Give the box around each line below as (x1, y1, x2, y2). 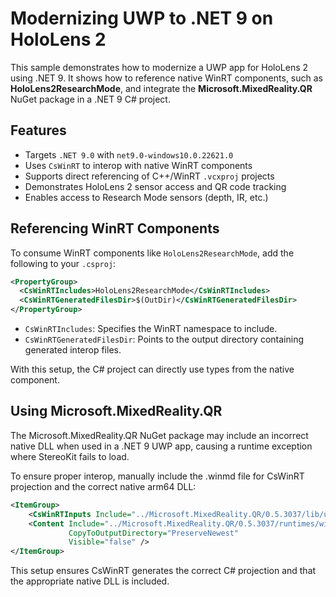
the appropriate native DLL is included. (10, 575, 170, 587)
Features (10, 122, 67, 139)
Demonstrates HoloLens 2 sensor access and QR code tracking (24, 180, 287, 192)
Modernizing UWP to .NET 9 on (10, 7, 274, 30)
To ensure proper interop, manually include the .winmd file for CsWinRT (10, 470, 305, 482)
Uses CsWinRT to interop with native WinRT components (24, 159, 253, 171)
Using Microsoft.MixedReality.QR (10, 403, 223, 420)
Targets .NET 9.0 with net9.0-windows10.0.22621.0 (24, 148, 234, 161)
